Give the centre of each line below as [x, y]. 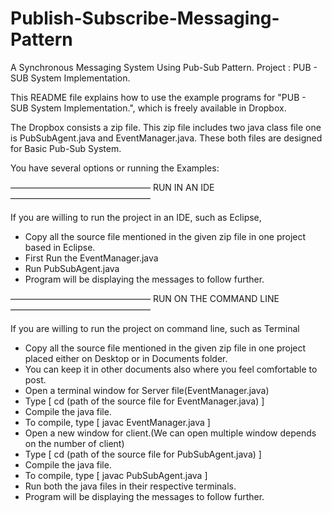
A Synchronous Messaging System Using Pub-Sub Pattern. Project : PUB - [164, 67]
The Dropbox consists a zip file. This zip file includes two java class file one [166, 127]
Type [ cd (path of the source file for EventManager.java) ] [144, 401]
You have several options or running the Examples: [115, 168]
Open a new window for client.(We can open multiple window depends [170, 433]
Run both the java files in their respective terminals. [130, 486]
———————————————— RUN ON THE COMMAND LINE [145, 298]
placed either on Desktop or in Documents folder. [126, 358]
